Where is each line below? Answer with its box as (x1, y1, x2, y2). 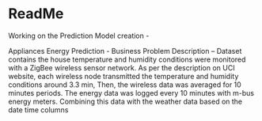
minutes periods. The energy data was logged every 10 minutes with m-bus (8, 88, 255, 97)
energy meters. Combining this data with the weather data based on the (8, 96, 243, 106)
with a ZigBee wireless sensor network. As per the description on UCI (8, 62, 235, 72)
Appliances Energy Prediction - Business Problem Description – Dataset (8, 46, 242, 55)
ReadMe (8, 5, 64, 23)
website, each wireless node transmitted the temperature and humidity (8, 71, 239, 81)
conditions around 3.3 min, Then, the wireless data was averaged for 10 (8, 80, 241, 89)
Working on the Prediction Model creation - (8, 31, 150, 40)
